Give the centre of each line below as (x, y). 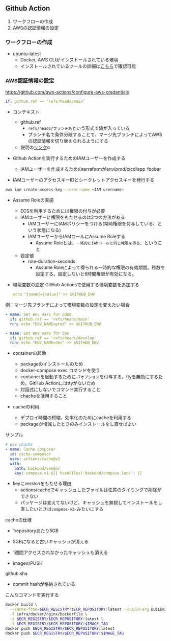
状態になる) (49, 230)
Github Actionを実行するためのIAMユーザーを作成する (69, 158)
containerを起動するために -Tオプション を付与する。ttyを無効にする (89, 377)
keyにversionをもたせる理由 (42, 484)
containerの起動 (30, 353)
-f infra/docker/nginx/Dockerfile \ (49, 614)
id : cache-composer (31, 454)
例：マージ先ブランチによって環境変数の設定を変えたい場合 (67, 305)
